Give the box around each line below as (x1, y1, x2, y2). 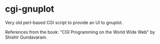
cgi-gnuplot (5, 3, 55, 15)
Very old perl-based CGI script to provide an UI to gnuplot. (5, 20, 123, 25)
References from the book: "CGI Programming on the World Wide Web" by (5, 29, 155, 35)
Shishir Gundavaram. (5, 34, 47, 40)
